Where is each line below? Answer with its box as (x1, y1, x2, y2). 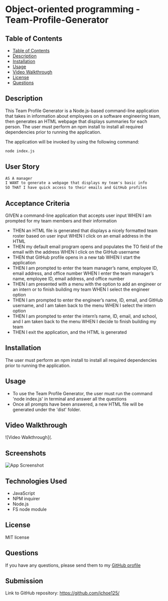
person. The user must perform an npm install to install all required (5, 123, 143, 129)
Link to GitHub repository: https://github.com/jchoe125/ (5, 590, 120, 596)
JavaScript (12, 490, 35, 496)
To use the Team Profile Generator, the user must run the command (12, 390, 152, 396)
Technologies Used (5, 477, 67, 485)
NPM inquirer (12, 496, 40, 501)
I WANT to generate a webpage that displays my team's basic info (5, 180, 147, 186)
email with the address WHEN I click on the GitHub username (12, 249, 140, 255)
